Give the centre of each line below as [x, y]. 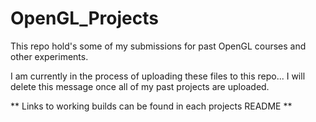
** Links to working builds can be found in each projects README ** [151, 106]
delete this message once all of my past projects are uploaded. [140, 86]
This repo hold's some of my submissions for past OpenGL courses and [158, 46]
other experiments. [49, 56]
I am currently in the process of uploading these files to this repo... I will [158, 76]
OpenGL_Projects [84, 18]
